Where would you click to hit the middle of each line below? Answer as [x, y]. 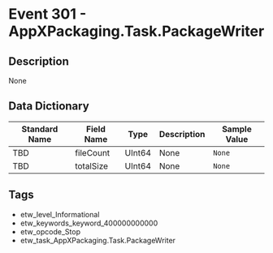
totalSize [91, 165]
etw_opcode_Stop [50, 231]
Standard [40, 129]
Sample [237, 129]
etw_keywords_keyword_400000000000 [89, 223]
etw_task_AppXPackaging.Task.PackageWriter [98, 240]
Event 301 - [48, 14]
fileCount [92, 152]
